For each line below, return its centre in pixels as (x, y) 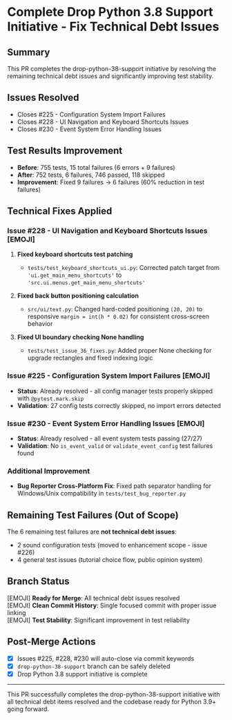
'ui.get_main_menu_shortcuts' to (75, 275)
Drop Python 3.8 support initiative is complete (82, 674)
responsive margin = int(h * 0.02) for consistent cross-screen (118, 317)
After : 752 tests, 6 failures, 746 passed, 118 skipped (91, 175)
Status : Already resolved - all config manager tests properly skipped (115, 391)
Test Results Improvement (65, 151)
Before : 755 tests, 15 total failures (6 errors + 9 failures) (96, 167)
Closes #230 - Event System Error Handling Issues (89, 129)
